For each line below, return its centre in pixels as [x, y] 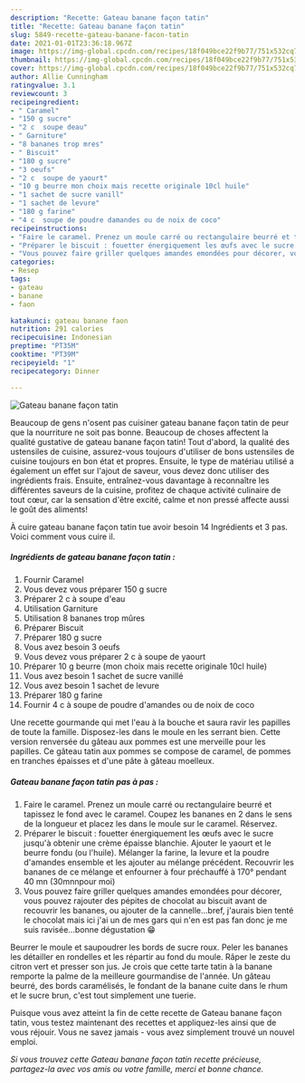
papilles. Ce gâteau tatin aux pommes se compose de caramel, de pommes [151, 751]
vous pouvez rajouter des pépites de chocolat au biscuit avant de [145, 901]
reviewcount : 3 [39, 93]
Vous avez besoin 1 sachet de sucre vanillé [103, 676]
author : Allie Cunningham [59, 77]
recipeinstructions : [49, 228]
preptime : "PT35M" [45, 346]
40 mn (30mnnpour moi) [69, 882]
